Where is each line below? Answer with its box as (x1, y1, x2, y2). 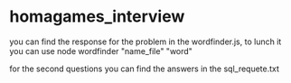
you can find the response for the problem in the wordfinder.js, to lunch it (9, 36, 282, 47)
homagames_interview (9, 6, 185, 27)
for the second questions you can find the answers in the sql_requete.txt (9, 63, 280, 74)
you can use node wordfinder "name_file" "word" (9, 45, 192, 56)
